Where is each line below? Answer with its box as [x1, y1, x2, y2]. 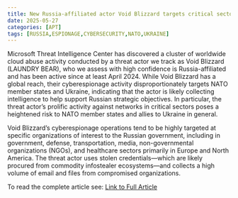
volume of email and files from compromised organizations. [7, 169, 181, 177]
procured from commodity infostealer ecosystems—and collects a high [7, 161, 215, 170]
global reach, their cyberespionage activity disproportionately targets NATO [7, 79, 228, 89]
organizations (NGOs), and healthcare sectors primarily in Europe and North [7, 146, 229, 155]
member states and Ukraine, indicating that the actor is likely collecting [7, 87, 215, 96]
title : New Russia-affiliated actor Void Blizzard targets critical [7, 10, 214, 18]
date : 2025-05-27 [7, 17, 59, 24]
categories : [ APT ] [7, 23, 62, 31]
